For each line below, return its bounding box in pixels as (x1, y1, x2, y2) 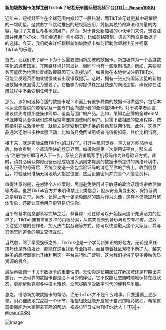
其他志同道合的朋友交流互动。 (5, 229, 66, 235)
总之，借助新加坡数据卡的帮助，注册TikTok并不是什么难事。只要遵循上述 (5, 292, 153, 297)
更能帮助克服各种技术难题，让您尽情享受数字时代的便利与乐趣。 (13, 281, 144, 287)
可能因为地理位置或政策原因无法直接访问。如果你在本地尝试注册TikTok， (9, 69, 157, 75)
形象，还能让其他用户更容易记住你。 (9, 200, 83, 206)
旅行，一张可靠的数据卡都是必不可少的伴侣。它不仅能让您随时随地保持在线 (5, 275, 157, 280)
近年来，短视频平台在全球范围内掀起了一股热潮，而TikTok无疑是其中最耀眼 (5, 15, 157, 21)
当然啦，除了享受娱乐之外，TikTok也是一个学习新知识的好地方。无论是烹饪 (5, 240, 157, 245)
